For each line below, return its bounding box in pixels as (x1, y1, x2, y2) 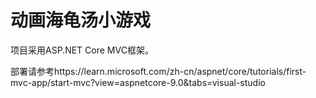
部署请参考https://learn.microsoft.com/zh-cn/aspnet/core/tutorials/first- (10, 65, 307, 77)
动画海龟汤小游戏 (10, 9, 152, 32)
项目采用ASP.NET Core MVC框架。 (10, 44, 154, 56)
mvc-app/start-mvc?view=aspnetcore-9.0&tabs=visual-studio (10, 76, 266, 88)
